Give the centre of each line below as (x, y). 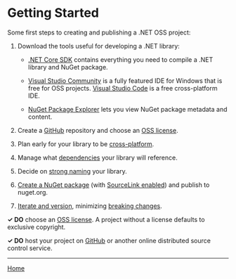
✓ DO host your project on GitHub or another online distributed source (109, 240)
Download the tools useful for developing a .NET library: (99, 46)
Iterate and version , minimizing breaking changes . (90, 206)
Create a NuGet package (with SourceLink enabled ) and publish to (113, 185)
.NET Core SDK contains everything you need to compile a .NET (120, 59)
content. (40, 117)
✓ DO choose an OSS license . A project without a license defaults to (106, 219)
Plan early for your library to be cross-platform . (86, 144)
